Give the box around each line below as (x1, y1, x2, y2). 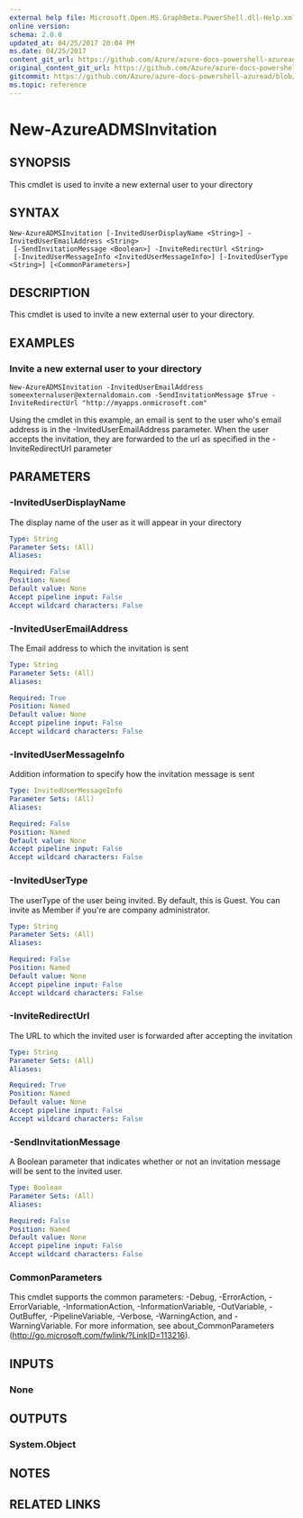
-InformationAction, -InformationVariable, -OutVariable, (62, 1301, 268, 1312)
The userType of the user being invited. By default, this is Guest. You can (9, 894, 281, 905)
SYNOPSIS (9, 155, 71, 171)
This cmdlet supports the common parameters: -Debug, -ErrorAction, (9, 1291, 268, 1302)
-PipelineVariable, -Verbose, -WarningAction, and (49, 1310, 233, 1322)
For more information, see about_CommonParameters (75, 1320, 275, 1331)
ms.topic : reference (9, 80, 87, 89)
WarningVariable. (9, 1320, 74, 1331)
